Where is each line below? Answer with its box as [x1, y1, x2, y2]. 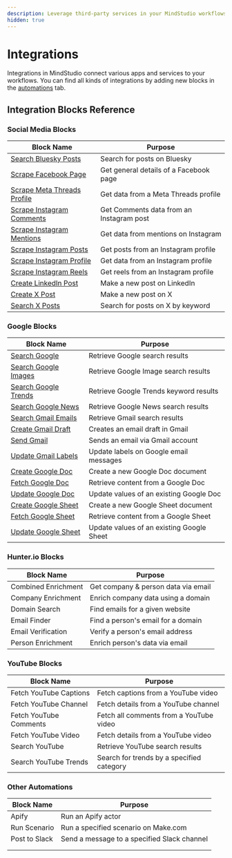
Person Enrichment [10, 638, 73, 647]
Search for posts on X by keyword [99, 301, 211, 311]
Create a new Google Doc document [88, 467, 207, 477]
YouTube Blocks [7, 658, 62, 668]
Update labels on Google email [88, 447, 188, 457]
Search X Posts [10, 301, 61, 311]
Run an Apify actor [61, 812, 122, 821]
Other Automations [7, 782, 73, 792]
